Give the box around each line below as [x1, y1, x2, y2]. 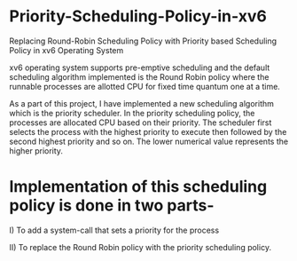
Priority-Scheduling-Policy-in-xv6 [9, 6, 268, 27]
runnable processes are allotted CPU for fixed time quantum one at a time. [9, 81, 281, 91]
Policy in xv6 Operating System [9, 44, 124, 55]
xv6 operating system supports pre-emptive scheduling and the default [9, 62, 270, 73]
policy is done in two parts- [9, 195, 215, 216]
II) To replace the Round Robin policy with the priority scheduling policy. [9, 241, 272, 252]
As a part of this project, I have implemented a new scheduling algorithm [9, 98, 275, 108]
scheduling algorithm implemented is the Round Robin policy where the [9, 71, 270, 82]
